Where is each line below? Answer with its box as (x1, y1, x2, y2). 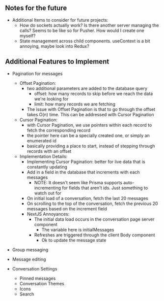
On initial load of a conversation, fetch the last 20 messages (27, 195, 148, 201)
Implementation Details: (19, 153, 68, 159)
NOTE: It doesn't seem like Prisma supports (34, 179, 123, 185)
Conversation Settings (12, 266, 57, 271)
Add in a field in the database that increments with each (27, 169, 140, 175)
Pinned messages (19, 275, 56, 281)
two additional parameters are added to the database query (27, 85, 148, 91)
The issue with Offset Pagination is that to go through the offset (27, 106, 156, 112)
